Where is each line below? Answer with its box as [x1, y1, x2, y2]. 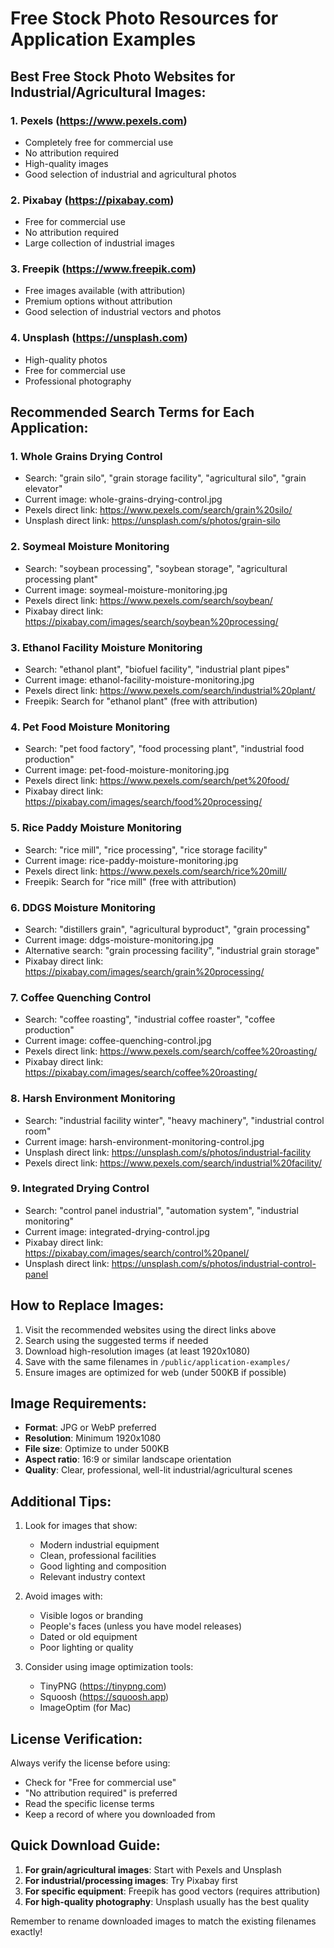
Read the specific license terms [24, 1798, 155, 1810]
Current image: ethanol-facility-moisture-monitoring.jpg [24, 674, 255, 686]
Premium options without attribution [24, 295, 173, 307]
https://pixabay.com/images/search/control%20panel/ [24, 1247, 250, 1259]
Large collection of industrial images [24, 237, 175, 249]
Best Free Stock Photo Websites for [10, 68, 236, 85]
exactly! [10, 1925, 43, 1937]
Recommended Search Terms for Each [10, 404, 255, 421]
